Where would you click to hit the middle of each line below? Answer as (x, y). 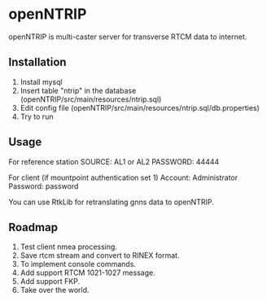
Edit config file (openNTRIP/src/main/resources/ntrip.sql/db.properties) (140, 107)
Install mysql (41, 81)
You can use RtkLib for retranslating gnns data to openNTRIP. (111, 202)
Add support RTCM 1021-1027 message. (88, 273)
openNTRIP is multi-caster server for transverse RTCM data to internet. (128, 37)
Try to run (37, 116)
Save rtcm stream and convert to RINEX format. (100, 255)
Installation (37, 62)
